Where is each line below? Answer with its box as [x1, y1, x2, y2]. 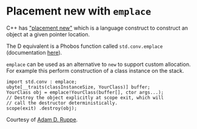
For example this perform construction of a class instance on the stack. [6, 67, 184, 74]
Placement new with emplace [6, 4, 152, 18]
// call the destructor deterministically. [6, 100, 118, 106]
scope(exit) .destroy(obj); [6, 105, 78, 111]
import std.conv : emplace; [6, 79, 78, 85]
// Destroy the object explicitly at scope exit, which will [6, 94, 164, 101]
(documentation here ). [6, 48, 62, 56]
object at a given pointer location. [6, 30, 90, 38]
